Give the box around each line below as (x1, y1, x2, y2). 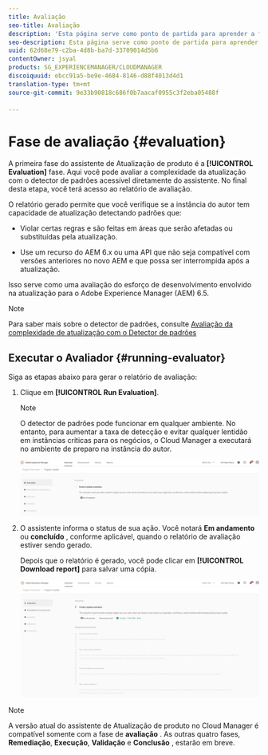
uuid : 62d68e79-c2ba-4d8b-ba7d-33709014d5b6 (8, 46, 159, 55)
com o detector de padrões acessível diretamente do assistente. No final (8, 176, 247, 185)
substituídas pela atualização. (19, 232, 118, 242)
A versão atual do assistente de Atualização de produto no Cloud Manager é (8, 721, 259, 730)
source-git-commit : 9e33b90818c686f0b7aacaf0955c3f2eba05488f (8, 89, 219, 97)
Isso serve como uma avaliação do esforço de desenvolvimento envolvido (8, 280, 252, 290)
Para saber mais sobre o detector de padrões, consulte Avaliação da (8, 319, 234, 329)
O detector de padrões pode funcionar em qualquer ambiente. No (19, 419, 236, 429)
